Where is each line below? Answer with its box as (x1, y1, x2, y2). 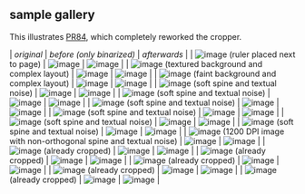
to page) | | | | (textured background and (9, 58, 263, 69)
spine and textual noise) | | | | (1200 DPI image (9, 126, 285, 137)
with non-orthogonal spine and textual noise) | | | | (9, 135, 266, 146)
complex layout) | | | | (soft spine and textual (9, 77, 277, 89)
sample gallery (9, 7, 95, 23)
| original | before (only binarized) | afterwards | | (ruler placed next (9, 49, 296, 60)
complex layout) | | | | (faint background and (9, 68, 277, 79)
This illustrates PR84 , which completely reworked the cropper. (9, 31, 242, 42)
